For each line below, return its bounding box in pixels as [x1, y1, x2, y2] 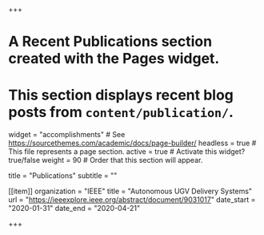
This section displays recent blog [8, 86, 234, 104]
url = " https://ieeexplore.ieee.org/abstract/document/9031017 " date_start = [8, 195, 256, 205]
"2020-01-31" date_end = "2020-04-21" [8, 204, 141, 213]
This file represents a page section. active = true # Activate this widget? [8, 147, 246, 156]
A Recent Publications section [8, 33, 213, 51]
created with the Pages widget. [8, 50, 220, 68]
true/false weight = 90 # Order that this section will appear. [8, 156, 203, 165]
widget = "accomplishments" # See [8, 130, 126, 140]
